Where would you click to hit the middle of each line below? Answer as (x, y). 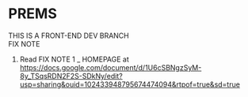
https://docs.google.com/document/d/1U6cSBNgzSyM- (111, 67)
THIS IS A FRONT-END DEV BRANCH (69, 35)
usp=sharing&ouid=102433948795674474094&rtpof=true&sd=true (130, 84)
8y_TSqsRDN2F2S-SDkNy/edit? (71, 76)
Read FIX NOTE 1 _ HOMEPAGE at (74, 59)
